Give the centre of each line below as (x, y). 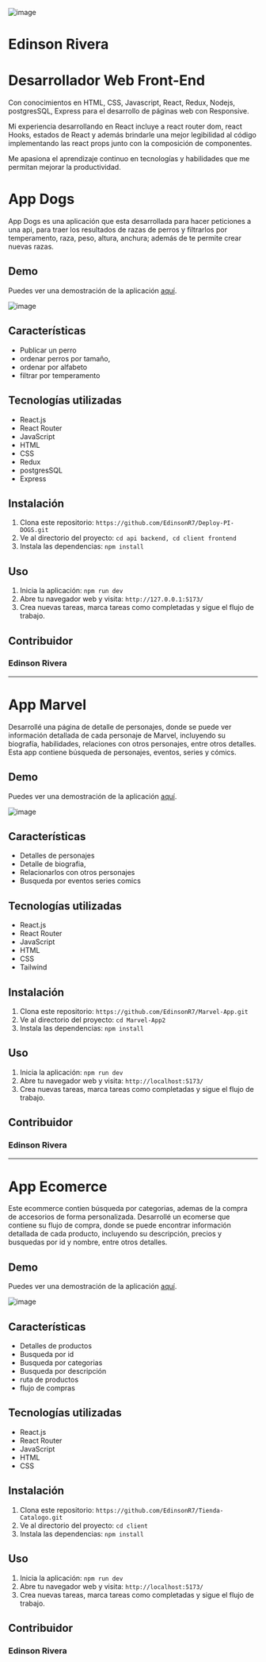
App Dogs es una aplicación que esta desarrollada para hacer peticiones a (130, 222)
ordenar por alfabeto (53, 367)
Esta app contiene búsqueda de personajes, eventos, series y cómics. (122, 752)
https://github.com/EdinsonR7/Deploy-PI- (165, 523)
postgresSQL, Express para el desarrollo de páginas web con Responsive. (129, 111)
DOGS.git (34, 530)
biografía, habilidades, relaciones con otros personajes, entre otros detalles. (132, 743)
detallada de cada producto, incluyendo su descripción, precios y (115, 1234)
